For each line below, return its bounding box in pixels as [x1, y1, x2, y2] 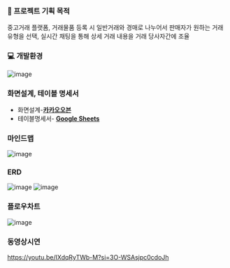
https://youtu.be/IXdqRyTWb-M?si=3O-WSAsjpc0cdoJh [7, 253, 169, 262]
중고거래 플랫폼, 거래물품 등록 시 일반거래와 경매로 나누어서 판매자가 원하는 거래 [7, 23, 224, 32]
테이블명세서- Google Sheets [17, 114, 100, 123]
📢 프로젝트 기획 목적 [7, 6, 70, 15]
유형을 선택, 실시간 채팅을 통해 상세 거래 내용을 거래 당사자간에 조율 [7, 32, 190, 40]
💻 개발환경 [7, 51, 43, 61]
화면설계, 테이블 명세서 [7, 89, 79, 98]
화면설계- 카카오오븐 [17, 105, 72, 114]
